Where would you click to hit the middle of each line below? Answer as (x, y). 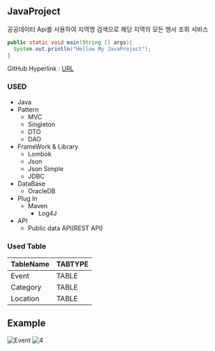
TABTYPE (72, 264)
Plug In (27, 198)
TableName (30, 264)
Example (27, 323)
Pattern (28, 109)
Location (25, 299)
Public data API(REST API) (65, 228)
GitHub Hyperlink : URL (41, 68)
